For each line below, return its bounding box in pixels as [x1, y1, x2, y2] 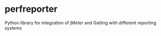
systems [4, 25, 22, 31]
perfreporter [4, 3, 58, 15]
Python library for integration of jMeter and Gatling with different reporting [4, 20, 157, 26]
